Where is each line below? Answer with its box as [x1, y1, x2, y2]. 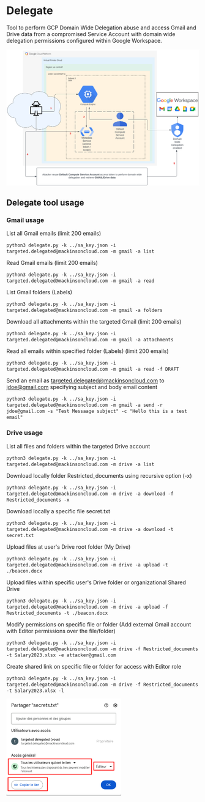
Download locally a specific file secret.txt [6, 507, 111, 514]
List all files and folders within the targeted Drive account [6, 442, 151, 450]
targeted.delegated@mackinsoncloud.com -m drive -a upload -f [6, 604, 168, 610]
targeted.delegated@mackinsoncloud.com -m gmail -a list [6, 248, 155, 254]
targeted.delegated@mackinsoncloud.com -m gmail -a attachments [6, 337, 174, 343]
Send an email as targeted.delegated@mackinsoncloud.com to [6, 377, 165, 384]
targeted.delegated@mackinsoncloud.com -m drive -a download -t [6, 526, 174, 532]
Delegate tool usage [6, 198, 84, 208]
